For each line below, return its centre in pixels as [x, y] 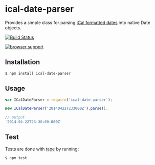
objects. [13, 27]
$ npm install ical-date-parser [38, 73]
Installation [22, 62]
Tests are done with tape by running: [42, 149]
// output [15, 118]
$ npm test [16, 158]
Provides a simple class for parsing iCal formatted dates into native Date [78, 23]
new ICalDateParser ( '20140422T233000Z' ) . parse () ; [57, 109]
